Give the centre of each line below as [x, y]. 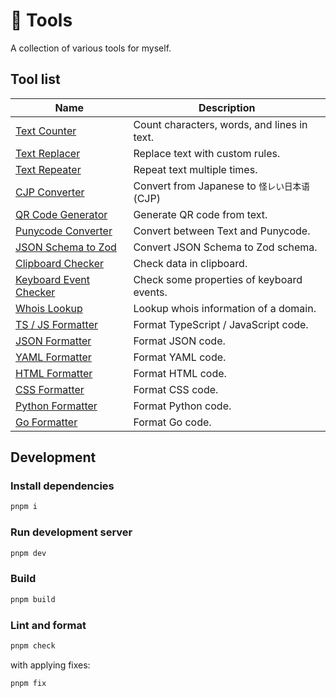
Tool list [35, 79]
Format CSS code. [176, 389]
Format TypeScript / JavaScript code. [221, 324]
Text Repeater [48, 169]
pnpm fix [28, 683]
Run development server [71, 532]
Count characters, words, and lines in [220, 124]
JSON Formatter [53, 341]
